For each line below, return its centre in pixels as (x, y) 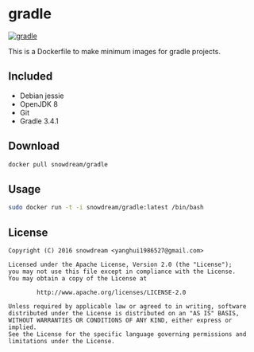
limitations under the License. (62, 341)
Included (31, 76)
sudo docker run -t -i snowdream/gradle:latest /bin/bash (106, 208)
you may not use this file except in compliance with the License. (122, 272)
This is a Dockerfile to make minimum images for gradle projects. (114, 51)
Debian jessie (42, 96)
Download (34, 146)
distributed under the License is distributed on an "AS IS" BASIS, (124, 313)
